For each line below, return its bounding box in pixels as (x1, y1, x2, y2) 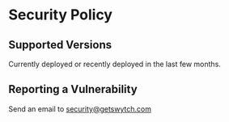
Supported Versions (8, 38, 112, 52)
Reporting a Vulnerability (8, 82, 138, 96)
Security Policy (8, 6, 113, 24)
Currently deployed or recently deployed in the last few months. (8, 59, 221, 69)
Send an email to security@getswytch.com (8, 103, 152, 114)
